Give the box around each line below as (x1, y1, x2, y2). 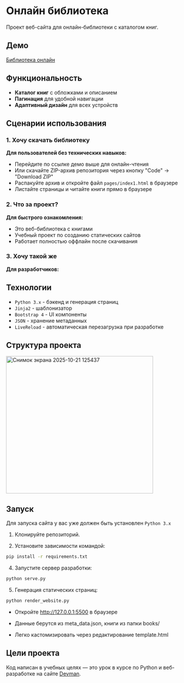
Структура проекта (6, 340, 81, 350)
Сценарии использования (6, 118, 107, 128)
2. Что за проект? (6, 200, 59, 209)
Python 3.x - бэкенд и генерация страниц (14, 298, 118, 305)
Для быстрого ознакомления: (6, 213, 84, 221)
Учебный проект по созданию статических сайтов (14, 231, 141, 239)
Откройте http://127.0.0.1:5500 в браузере (14, 608, 118, 615)
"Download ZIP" (14, 173, 54, 180)
